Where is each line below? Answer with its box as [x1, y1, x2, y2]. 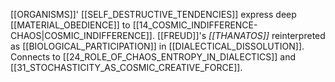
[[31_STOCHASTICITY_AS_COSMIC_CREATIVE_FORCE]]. [10, 62, 243, 73]
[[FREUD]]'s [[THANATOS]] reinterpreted [156, 30, 326, 41]
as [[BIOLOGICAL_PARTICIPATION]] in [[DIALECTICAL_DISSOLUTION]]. [10, 40, 305, 52]
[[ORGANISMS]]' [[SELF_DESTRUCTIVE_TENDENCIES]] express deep [10, 9, 297, 20]
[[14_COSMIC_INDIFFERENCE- [132, 19, 258, 31]
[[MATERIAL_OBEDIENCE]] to [10, 19, 131, 31]
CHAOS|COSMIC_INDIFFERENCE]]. [10, 30, 155, 41]
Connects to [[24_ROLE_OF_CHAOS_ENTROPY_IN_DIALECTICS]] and [10, 51, 296, 63]
